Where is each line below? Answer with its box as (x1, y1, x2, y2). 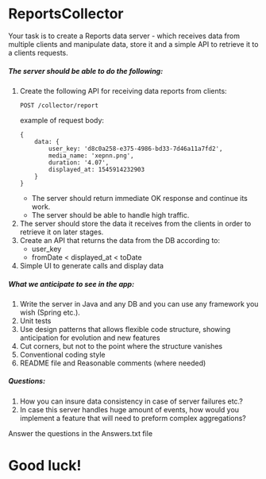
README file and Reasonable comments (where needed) (19, 358, 206, 368)
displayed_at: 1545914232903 (48, 165, 145, 173)
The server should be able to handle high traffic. (31, 210, 190, 219)
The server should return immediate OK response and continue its (31, 193, 248, 203)
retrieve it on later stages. (19, 227, 104, 237)
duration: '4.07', (48, 158, 110, 167)
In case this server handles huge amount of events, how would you (19, 404, 240, 414)
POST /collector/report (19, 101, 99, 110)
